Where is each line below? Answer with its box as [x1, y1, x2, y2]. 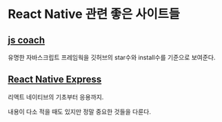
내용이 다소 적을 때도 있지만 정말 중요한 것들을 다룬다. [8, 108, 151, 116]
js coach [8, 34, 46, 45]
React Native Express [8, 74, 102, 85]
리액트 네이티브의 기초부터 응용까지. [8, 92, 104, 101]
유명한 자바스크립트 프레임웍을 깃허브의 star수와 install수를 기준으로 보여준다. [8, 53, 216, 61]
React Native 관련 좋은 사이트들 [8, 6, 180, 22]
